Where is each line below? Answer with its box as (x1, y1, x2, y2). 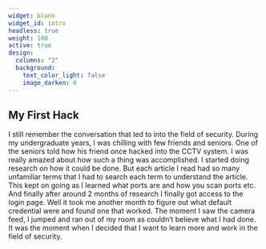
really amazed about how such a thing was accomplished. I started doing (8, 155, 250, 165)
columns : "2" (15, 57, 59, 65)
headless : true (8, 26, 59, 34)
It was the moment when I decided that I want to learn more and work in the (8, 223, 258, 233)
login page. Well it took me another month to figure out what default (8, 198, 232, 207)
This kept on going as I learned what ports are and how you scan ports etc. (8, 181, 256, 191)
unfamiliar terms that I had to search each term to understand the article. (8, 172, 248, 182)
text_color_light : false (22, 71, 106, 79)
